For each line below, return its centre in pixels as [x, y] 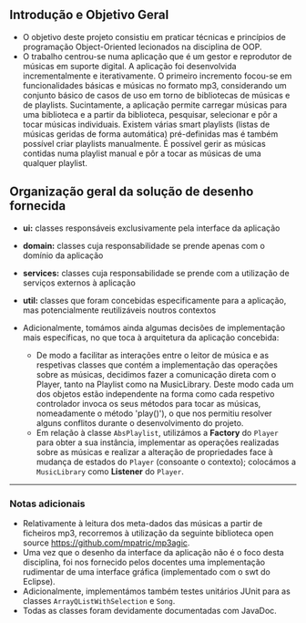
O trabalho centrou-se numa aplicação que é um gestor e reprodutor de [157, 56]
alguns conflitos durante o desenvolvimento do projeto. [140, 422]
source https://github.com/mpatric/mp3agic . [106, 543]
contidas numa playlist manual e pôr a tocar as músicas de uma [142, 153]
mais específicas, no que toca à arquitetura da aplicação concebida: [151, 337]
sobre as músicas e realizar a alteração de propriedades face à [154, 452]
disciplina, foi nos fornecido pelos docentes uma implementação [144, 562]
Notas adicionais [47, 504]
